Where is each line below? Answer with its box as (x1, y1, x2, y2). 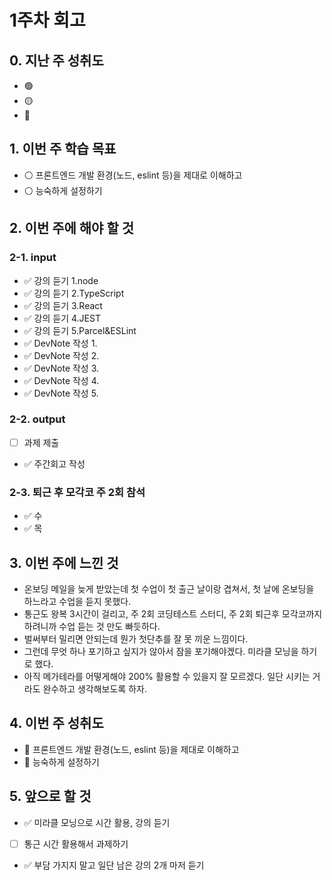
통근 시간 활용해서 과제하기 (23, 837, 129, 850)
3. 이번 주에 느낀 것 (9, 554, 119, 571)
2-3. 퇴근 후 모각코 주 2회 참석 (9, 485, 146, 499)
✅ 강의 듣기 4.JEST (23, 312, 101, 324)
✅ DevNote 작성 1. (23, 337, 98, 349)
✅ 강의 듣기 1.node (23, 274, 99, 286)
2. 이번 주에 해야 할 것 (9, 220, 135, 237)
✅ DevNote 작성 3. (23, 362, 100, 374)
